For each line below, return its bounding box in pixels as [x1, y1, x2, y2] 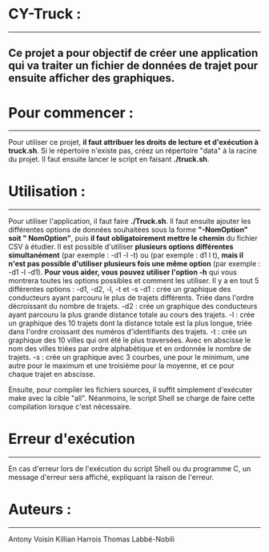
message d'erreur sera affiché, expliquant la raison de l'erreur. [8, 473, 215, 482]
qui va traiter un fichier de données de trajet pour [8, 59, 259, 73]
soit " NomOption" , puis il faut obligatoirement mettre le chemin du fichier [8, 234, 259, 243]
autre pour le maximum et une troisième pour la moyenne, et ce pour [8, 361, 235, 370]
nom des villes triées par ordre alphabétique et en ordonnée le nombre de [8, 344, 252, 354]
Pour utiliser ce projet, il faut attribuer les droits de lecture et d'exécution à [8, 138, 259, 147]
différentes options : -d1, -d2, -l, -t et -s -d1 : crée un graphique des [8, 285, 231, 294]
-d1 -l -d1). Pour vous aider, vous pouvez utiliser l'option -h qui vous [8, 267, 238, 277]
